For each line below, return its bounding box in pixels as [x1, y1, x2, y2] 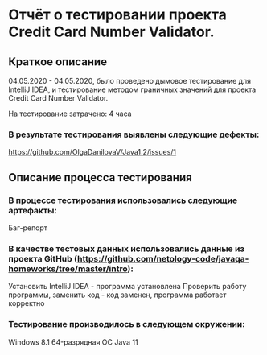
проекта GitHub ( [8, 253, 78, 264]
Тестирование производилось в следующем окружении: [8, 319, 245, 330]
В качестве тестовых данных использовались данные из [8, 243, 245, 254]
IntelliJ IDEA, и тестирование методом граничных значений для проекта [8, 85, 257, 94]
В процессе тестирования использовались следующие [8, 195, 238, 206]
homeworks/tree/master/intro [8, 263, 128, 275]
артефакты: [8, 204, 58, 216]
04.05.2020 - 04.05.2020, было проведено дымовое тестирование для [8, 76, 252, 85]
